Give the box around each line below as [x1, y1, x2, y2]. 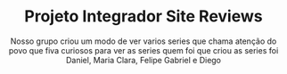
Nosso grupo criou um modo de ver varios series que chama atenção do [10, 36, 277, 46]
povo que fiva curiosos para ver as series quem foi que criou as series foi [8, 45, 279, 55]
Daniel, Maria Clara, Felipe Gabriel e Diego [65, 54, 222, 65]
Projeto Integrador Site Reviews [24, 6, 263, 27]
